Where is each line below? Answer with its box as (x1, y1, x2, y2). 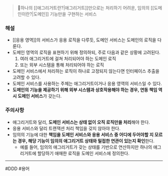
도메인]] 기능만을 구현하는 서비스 (33, 11, 97, 17)
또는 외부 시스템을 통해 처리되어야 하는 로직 (19, 62, 104, 68)
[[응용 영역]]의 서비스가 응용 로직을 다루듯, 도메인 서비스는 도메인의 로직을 (12, 37, 156, 43)
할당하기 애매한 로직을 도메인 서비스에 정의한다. (37, 150, 130, 156)
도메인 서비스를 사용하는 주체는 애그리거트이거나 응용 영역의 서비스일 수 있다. (12, 81, 162, 87)
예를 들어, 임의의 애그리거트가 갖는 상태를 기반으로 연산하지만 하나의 (19, 144, 152, 150)
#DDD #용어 (5, 166, 30, 172)
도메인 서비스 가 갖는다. (17, 93, 62, 99)
